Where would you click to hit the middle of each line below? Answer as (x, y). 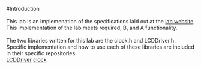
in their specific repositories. (41, 53)
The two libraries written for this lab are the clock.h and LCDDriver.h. (91, 40)
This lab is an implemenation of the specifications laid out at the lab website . (100, 21)
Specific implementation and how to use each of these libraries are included (100, 47)
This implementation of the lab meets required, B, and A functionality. (92, 28)
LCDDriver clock (26, 60)
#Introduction (23, 9)
